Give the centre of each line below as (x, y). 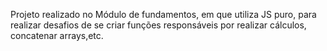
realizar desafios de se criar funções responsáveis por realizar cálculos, (158, 25)
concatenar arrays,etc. (57, 35)
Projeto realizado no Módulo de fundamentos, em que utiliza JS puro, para (163, 14)
